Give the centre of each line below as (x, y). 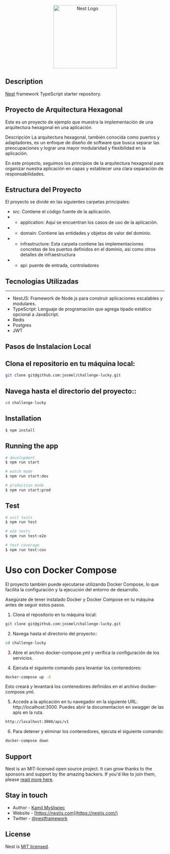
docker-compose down (27, 741)
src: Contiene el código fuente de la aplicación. (62, 212)
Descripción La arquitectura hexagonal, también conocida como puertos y (82, 137)
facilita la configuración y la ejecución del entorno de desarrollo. (72, 589)
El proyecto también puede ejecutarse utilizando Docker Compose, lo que (82, 584)
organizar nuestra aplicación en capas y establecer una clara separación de (84, 168)
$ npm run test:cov (26, 550)
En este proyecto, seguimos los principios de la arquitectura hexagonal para (84, 163)
